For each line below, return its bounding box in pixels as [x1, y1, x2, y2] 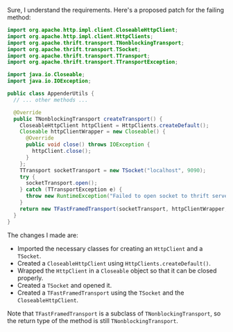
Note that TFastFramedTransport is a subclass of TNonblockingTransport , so [7, 309, 221, 317]
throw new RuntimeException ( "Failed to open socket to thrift [25, 193, 209, 200]
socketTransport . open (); [25, 180, 98, 187]
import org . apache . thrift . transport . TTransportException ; [7, 59, 178, 66]
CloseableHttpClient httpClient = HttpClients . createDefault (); [19, 122, 209, 129]
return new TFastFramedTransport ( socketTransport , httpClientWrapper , [19, 205, 228, 212]
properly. [17, 273, 44, 282]
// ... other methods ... [13, 96, 89, 103]
